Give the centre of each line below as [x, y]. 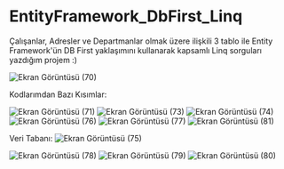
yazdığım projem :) [43, 60]
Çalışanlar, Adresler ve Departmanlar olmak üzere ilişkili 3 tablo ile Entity [141, 41]
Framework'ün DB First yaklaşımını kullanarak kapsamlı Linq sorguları [135, 50]
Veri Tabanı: [31, 138]
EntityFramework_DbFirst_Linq [126, 16]
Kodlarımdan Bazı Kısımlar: [58, 94]
